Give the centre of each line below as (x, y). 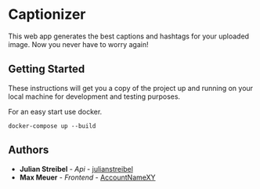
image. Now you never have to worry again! (78, 44)
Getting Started (47, 69)
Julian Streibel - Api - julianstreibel (76, 169)
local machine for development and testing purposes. (94, 96)
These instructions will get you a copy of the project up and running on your (130, 88)
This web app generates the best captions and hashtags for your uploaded (128, 36)
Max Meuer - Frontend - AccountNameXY (87, 177)
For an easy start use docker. (55, 111)
